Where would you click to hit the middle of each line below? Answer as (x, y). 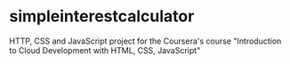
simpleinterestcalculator (102, 16)
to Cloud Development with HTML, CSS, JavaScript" (105, 50)
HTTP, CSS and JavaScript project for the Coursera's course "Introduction (145, 41)
